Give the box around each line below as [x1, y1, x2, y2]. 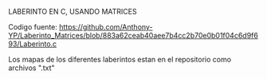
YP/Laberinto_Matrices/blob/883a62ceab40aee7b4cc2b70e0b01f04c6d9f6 [8, 31, 259, 40]
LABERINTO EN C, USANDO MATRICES [8, 7, 137, 16]
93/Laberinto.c [8, 39, 57, 49]
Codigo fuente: [8, 22, 58, 31]
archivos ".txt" [8, 63, 55, 73]
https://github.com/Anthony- [58, 22, 153, 31]
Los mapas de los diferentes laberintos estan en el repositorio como [8, 55, 232, 64]
